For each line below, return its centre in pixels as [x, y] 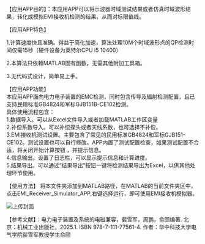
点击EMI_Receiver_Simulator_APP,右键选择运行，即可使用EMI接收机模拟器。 [102, 193]
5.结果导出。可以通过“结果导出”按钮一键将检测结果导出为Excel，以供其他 [98, 165]
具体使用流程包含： [31, 112]
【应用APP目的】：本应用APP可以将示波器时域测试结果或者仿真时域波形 [96, 9]
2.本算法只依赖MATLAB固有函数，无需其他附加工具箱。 [76, 63]
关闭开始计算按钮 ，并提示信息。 [63, 150]
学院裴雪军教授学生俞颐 [41, 235]
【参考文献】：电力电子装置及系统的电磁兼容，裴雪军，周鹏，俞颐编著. [94, 219]
